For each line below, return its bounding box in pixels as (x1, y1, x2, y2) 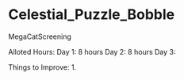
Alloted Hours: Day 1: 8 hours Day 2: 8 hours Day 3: (8, 47, 176, 56)
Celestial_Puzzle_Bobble (8, 6, 175, 24)
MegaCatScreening (8, 32, 71, 41)
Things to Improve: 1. (8, 62, 77, 72)
